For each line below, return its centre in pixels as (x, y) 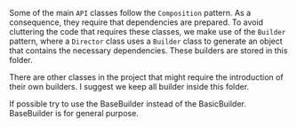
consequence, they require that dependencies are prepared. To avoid (136, 22)
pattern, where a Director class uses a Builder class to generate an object (146, 41)
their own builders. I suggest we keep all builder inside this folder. (129, 87)
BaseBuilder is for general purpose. (74, 113)
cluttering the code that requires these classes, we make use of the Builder (148, 32)
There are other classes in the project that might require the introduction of (146, 77)
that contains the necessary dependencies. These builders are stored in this (148, 51)
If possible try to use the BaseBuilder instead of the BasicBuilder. (128, 104)
